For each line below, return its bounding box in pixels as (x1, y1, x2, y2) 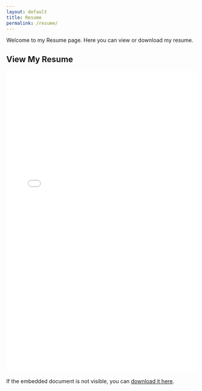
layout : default (6, 8, 47, 15)
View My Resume (6, 54, 74, 64)
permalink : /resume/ (6, 20, 59, 26)
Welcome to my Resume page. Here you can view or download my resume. (6, 37, 194, 44)
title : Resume (6, 15, 42, 21)
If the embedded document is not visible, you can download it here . (6, 378, 175, 385)
